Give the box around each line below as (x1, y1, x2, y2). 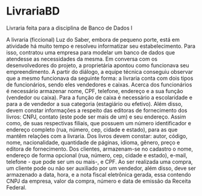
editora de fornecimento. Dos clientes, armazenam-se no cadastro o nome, (6, 145, 194, 152)
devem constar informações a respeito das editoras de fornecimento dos (6, 106, 188, 114)
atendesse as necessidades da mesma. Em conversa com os (6, 55, 158, 62)
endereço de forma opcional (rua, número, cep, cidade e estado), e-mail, (6, 151, 188, 158)
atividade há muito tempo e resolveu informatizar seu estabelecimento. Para (6, 42, 196, 50)
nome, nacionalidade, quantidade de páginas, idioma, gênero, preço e (6, 139, 180, 146)
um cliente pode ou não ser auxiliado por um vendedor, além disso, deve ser (6, 165, 196, 172)
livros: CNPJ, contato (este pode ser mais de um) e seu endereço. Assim (6, 113, 186, 120)
